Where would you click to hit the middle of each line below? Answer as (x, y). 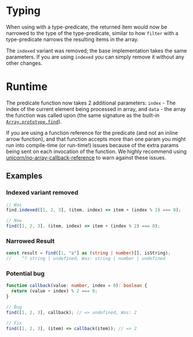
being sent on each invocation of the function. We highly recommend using (96, 151)
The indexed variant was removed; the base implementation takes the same (96, 50)
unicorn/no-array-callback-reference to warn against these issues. (86, 157)
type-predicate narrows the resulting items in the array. (72, 39)
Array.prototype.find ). (34, 121)
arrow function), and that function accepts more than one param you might (96, 139)
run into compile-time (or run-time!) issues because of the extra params (92, 145)
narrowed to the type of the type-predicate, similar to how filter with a (92, 33)
